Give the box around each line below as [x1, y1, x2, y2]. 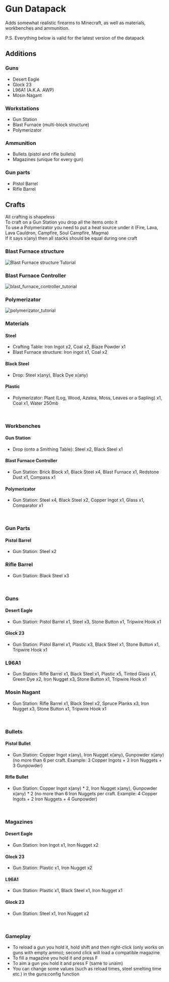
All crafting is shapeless [5, 214, 55, 220]
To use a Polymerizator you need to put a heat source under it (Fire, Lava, [5, 225, 158, 231]
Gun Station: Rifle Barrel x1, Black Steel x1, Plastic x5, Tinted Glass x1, [12, 671, 157, 677]
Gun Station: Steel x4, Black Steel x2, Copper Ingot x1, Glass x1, [12, 497, 145, 503]
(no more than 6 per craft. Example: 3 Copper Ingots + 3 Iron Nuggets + [12, 757, 162, 763]
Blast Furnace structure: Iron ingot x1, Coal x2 [12, 349, 107, 355]
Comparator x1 [12, 503, 43, 509]
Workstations [5, 104, 39, 112]
